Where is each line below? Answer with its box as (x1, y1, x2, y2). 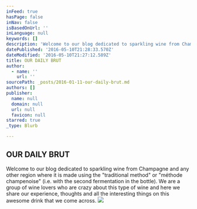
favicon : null (11, 112, 46, 118)
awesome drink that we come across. (6, 197, 97, 204)
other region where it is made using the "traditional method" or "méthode (6, 171, 183, 179)
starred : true (6, 118, 41, 124)
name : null (11, 95, 38, 101)
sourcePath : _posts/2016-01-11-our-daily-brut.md (6, 80, 130, 85)
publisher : (6, 90, 33, 96)
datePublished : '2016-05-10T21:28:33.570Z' (6, 47, 114, 53)
